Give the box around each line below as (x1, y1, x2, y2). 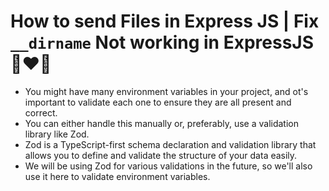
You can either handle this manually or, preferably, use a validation (24, 117, 299, 129)
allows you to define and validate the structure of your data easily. (24, 149, 298, 161)
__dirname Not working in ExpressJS (10, 31, 315, 54)
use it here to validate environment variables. (24, 170, 211, 182)
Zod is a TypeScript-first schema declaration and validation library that (24, 138, 317, 150)
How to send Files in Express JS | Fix (10, 10, 320, 33)
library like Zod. (24, 128, 90, 140)
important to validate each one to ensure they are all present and (24, 96, 292, 108)
